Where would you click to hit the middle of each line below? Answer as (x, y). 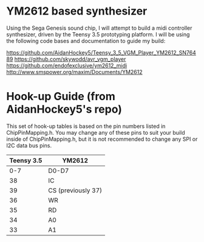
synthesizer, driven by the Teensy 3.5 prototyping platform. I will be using (98, 34)
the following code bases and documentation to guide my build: (86, 41)
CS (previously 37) (75, 190)
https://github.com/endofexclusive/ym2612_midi (67, 66)
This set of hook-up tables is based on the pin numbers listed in (86, 126)
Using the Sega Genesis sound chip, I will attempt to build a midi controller (99, 28)
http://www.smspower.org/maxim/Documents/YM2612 (74, 72)
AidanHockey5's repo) (64, 109)
